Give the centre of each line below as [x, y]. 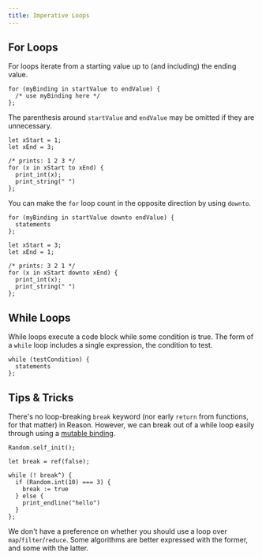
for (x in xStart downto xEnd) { [63, 273]
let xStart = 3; [35, 245]
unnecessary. [30, 126]
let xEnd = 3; [32, 147]
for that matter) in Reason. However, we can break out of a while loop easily [131, 425]
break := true [45, 490]
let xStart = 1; [35, 140]
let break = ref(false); [49, 462]
